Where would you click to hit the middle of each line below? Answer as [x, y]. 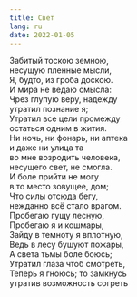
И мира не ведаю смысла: [60, 90]
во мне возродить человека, [65, 158]
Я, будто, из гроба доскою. [61, 80]
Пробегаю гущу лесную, [57, 216]
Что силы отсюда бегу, [54, 196]
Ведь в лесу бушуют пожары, [67, 245]
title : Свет [32, 18]
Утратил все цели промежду [65, 118]
